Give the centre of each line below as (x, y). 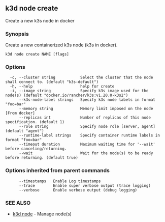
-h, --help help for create (62, 87)
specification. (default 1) (35, 122)
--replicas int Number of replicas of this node (85, 118)
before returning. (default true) (42, 158)
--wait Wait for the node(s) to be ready (86, 153)
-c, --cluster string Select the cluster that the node (81, 78)
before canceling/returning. (36, 149)
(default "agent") (25, 131)
